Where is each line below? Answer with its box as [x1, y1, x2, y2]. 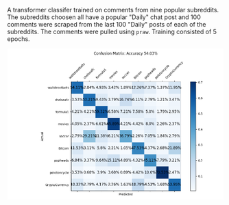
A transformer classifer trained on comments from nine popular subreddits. [7, 6, 219, 14]
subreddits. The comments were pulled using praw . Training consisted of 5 [7, 27, 217, 36]
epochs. [7, 35, 30, 43]
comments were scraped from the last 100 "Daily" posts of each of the [7, 20, 206, 28]
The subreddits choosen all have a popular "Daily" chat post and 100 [7, 13, 201, 21]
